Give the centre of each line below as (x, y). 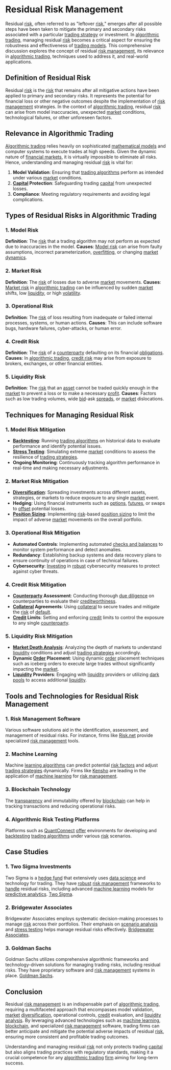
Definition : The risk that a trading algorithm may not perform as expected (83, 241)
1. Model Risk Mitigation (35, 429)
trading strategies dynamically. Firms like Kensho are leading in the (76, 771)
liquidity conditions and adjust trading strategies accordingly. (77, 653)
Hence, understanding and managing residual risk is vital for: (69, 162)
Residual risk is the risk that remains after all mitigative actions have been (82, 90)
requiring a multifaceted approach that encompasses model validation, (80, 1009)
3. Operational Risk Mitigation (43, 533)
